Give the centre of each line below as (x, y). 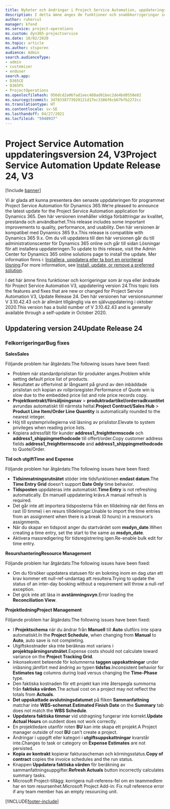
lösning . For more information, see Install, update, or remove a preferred (80, 265)
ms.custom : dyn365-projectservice (42, 34)
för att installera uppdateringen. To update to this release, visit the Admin (80, 248)
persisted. (23, 749)
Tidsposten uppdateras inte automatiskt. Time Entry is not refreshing (84, 490)
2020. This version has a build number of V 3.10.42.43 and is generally (78, 307)
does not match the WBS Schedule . (50, 711)
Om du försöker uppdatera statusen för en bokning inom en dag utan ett (88, 573)
